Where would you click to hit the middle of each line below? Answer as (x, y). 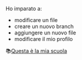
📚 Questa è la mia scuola (36, 51)
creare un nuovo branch (44, 26)
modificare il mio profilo (43, 39)
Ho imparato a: (24, 9)
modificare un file (36, 20)
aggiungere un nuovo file (45, 33)
